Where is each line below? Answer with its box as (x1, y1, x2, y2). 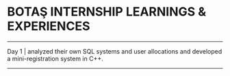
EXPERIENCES (7, 18, 90, 34)
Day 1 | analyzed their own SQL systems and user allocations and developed (7, 47, 222, 55)
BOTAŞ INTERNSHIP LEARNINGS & (7, 4, 207, 20)
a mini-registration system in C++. (7, 54, 104, 62)
